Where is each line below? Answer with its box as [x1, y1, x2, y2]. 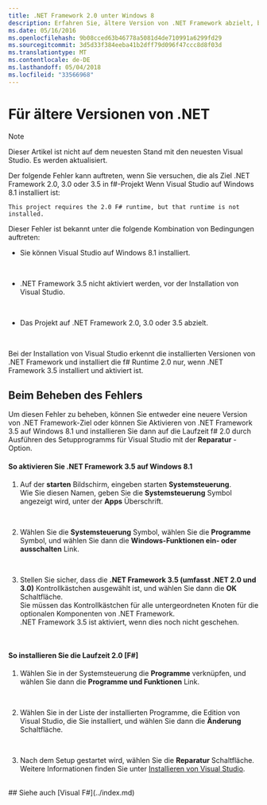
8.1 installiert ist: [8, 188, 61, 197]
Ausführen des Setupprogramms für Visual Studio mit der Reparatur [8, 435, 232, 445]
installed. [8, 210, 44, 218]
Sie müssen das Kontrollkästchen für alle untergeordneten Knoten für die [19, 600, 259, 609]
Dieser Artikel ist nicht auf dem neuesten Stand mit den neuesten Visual [8, 146, 243, 156]
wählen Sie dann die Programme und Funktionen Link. [19, 677, 200, 686]
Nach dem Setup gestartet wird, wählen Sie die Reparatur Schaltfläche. [19, 755, 254, 764]
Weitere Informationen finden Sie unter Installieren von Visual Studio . [19, 764, 246, 773]
